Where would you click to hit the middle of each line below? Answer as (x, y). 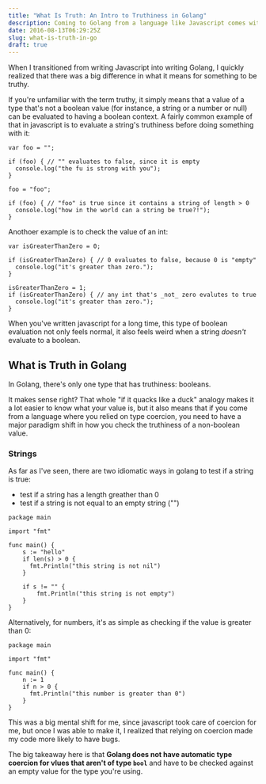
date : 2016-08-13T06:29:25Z (55, 30)
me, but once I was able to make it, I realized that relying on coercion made (131, 731)
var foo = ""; (32, 148)
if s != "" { (44, 587)
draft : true (28, 45)
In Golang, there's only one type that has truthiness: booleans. (110, 384)
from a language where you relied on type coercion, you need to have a (125, 416)
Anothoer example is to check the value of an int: (88, 232)
